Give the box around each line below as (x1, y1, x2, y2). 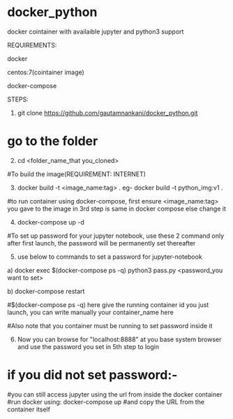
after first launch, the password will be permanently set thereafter (7, 239, 196, 247)
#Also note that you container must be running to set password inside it (7, 321, 213, 329)
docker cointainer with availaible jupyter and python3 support (7, 27, 184, 36)
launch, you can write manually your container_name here (7, 308, 174, 316)
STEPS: (7, 95, 29, 104)
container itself (7, 405, 51, 413)
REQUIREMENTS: (7, 41, 57, 49)
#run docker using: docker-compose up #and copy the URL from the (7, 397, 204, 406)
